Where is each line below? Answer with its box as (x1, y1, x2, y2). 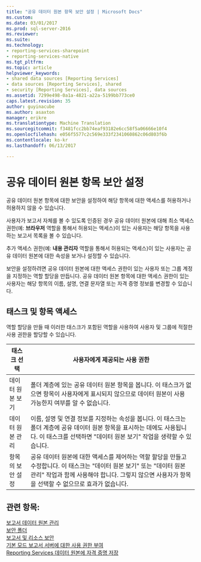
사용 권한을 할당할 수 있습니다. (6, 331, 77, 338)
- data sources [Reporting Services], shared (6, 82, 121, 88)
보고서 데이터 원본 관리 (6, 519, 59, 527)
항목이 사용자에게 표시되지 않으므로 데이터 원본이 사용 (42, 390, 185, 398)
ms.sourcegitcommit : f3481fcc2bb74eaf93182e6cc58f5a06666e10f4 (6, 126, 167, 132)
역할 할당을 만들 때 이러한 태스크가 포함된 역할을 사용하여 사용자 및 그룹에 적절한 (6, 323, 193, 330)
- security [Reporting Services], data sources (6, 87, 127, 93)
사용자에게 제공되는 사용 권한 (72, 356, 150, 364)
